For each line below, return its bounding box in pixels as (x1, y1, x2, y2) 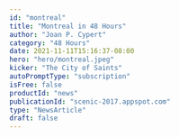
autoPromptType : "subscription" (9, 72, 130, 81)
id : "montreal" (9, 13, 67, 23)
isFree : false (9, 80, 63, 89)
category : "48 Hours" (9, 38, 91, 48)
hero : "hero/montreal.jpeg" (9, 55, 115, 64)
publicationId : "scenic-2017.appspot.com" (9, 96, 171, 106)
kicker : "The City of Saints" (9, 64, 123, 73)
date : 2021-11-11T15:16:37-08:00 (9, 47, 135, 56)
